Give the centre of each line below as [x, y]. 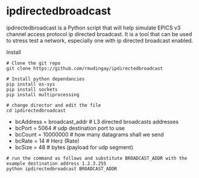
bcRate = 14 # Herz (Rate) [47, 141]
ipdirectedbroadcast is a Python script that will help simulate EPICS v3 [93, 28]
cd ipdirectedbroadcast [36, 110]
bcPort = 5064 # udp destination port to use [70, 128]
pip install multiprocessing [43, 94]
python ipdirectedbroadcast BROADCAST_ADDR [62, 169]
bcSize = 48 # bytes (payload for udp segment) [74, 147]
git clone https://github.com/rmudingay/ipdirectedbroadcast [85, 68]
